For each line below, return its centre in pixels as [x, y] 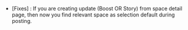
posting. [22, 21]
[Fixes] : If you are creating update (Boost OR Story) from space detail [97, 9]
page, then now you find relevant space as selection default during [93, 15]
